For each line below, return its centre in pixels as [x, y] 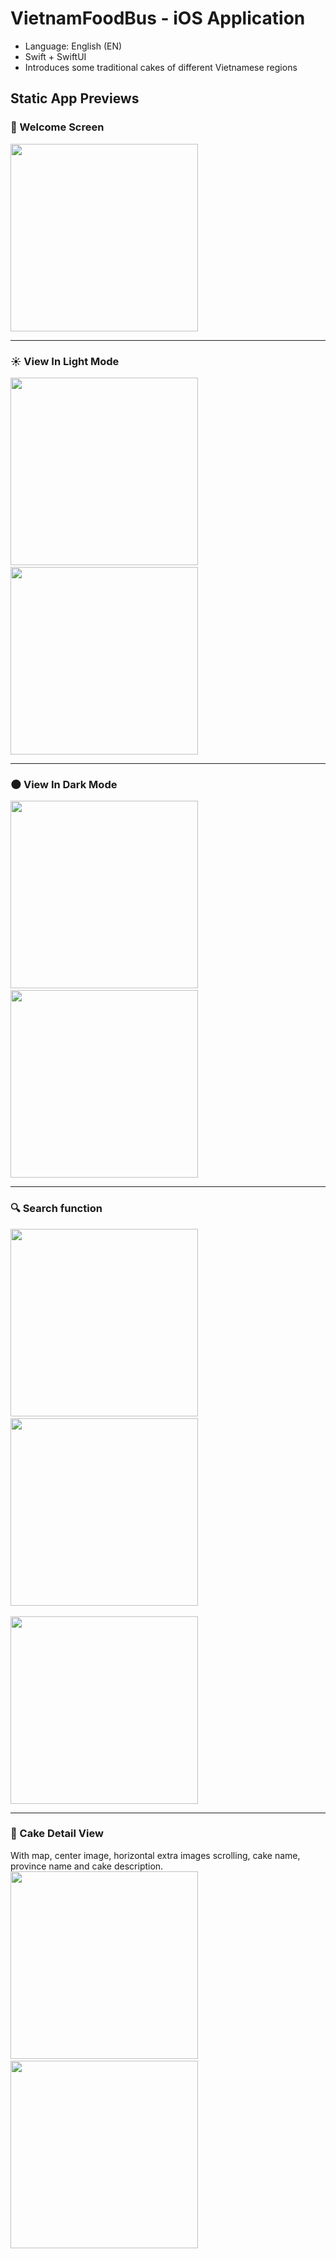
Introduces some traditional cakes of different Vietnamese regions [161, 67]
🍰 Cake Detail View [57, 1834]
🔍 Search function [56, 1209]
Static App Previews [75, 98]
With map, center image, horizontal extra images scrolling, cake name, [155, 1855]
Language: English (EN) [73, 46]
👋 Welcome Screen [57, 127]
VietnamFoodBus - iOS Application [158, 18]
